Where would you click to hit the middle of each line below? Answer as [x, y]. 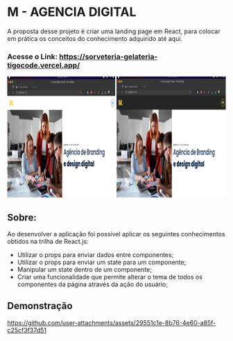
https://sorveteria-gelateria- [108, 56]
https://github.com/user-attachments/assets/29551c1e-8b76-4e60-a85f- [112, 322]
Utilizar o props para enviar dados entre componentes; [95, 255]
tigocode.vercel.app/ [44, 65]
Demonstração [40, 306]
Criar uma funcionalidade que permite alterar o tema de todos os [110, 277]
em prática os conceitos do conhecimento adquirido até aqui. [95, 38]
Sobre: [22, 217]
